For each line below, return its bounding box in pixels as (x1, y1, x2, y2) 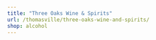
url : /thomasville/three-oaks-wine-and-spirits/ (7, 16, 150, 23)
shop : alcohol (7, 22, 48, 29)
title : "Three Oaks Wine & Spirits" (7, 9, 113, 17)
